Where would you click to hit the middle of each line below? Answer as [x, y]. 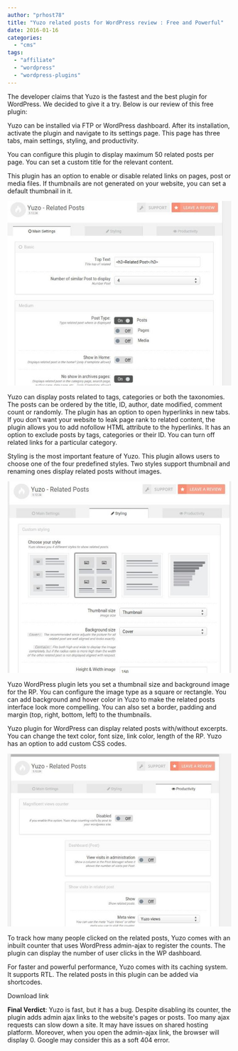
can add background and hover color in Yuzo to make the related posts [111, 699]
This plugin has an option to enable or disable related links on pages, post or [119, 175]
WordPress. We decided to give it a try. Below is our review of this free [110, 104]
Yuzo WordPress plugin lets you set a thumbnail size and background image [119, 684]
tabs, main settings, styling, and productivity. [73, 140]
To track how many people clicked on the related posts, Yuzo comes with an [119, 938]
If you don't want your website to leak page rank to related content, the [111, 420]
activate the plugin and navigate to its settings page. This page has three [114, 133]
